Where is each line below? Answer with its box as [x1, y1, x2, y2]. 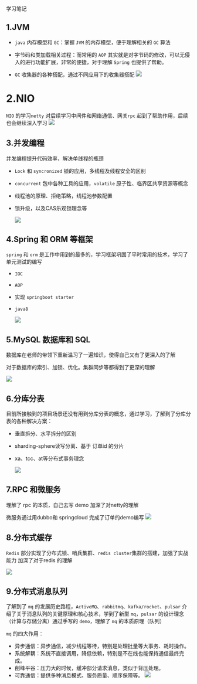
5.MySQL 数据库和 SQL [6, 335, 91, 345]
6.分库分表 [6, 393, 45, 403]
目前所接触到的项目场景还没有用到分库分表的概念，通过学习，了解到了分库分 [6, 410, 191, 417]
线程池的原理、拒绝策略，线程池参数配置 [14, 192, 113, 199]
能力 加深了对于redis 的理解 [6, 556, 73, 564]
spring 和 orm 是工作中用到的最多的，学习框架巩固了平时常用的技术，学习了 [6, 251, 189, 258]
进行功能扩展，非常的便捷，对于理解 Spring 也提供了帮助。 [25, 58, 167, 66]
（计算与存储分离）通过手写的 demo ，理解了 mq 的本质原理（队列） [6, 618, 165, 625]
